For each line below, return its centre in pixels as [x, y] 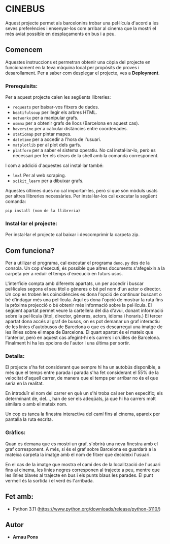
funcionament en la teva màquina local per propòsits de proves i [72, 67]
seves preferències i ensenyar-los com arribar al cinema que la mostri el [81, 28]
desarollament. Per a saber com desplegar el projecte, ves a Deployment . [82, 73]
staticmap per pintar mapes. [42, 134]
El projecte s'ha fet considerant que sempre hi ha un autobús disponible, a [83, 367]
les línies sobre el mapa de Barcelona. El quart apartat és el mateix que [79, 332]
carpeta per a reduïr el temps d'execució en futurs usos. [64, 274]
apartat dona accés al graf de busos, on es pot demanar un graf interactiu [82, 322]
